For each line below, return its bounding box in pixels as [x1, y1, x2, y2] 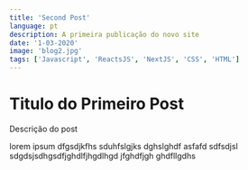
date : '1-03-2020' [9, 38, 78, 48]
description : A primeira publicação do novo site [9, 30, 200, 39]
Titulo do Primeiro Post [9, 94, 185, 114]
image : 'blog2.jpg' [9, 47, 83, 56]
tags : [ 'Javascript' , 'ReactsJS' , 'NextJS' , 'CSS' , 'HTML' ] [9, 55, 241, 64]
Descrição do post [9, 123, 78, 134]
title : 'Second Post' [9, 13, 91, 22]
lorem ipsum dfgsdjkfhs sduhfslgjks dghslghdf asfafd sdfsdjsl [9, 140, 239, 151]
